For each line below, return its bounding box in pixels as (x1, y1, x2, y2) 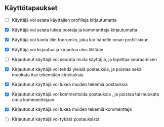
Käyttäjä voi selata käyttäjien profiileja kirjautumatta (11, 17, 117, 23)
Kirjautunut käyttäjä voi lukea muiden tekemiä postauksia (11, 81, 128, 88)
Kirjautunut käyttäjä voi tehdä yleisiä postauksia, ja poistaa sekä (11, 66, 142, 72)
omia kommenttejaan (11, 97, 55, 103)
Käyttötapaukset (4, 4, 58, 12)
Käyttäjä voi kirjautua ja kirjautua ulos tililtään (11, 47, 104, 52)
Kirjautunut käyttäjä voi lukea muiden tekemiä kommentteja (11, 106, 132, 112)
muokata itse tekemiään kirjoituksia (11, 72, 83, 78)
